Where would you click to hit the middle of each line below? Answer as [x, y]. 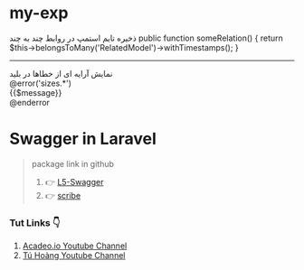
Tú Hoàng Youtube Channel [74, 256]
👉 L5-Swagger [74, 182]
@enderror [29, 102]
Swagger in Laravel [83, 139]
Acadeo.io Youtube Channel [75, 246]
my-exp [39, 13]
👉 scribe [63, 195]
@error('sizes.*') [41, 83]
